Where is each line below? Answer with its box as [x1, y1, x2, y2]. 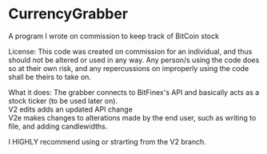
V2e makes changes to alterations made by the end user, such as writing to [8, 113, 257, 122]
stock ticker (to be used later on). [8, 96, 118, 105]
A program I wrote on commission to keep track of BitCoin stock [8, 31, 220, 41]
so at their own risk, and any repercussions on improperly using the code [8, 63, 249, 73]
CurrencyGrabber [8, 5, 129, 23]
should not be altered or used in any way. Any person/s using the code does [8, 55, 260, 65]
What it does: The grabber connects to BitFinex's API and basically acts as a [8, 87, 260, 97]
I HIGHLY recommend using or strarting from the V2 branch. [8, 136, 206, 146]
